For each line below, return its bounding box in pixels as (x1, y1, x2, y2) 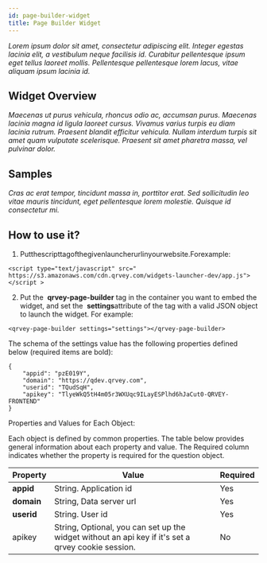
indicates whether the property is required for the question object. (8, 450, 225, 460)
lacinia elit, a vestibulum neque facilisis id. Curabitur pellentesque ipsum (8, 49, 246, 59)
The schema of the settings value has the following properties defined (8, 339, 238, 348)
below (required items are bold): (8, 347, 114, 356)
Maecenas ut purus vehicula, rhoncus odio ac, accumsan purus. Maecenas (8, 111, 257, 120)
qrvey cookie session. (54, 542, 137, 553)
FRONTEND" (8, 397, 41, 406)
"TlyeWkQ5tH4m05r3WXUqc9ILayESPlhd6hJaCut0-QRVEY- (58, 390, 229, 398)
